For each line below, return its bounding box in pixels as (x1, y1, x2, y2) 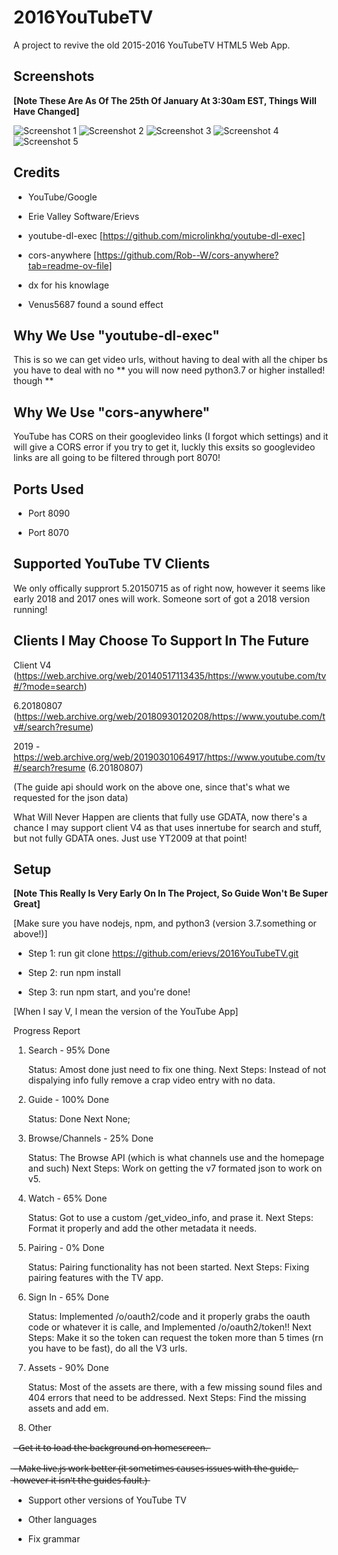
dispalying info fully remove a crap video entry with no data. (27, 1074, 276, 1086)
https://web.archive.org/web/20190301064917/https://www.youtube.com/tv (13, 751, 326, 763)
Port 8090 (27, 507, 71, 519)
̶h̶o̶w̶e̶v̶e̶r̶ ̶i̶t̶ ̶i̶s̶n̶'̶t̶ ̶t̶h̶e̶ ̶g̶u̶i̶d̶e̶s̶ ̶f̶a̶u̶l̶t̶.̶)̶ (13, 1474, 148, 1486)
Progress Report (13, 1025, 81, 1037)
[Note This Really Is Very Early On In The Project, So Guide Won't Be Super (13, 887, 329, 900)
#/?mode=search (13, 680, 85, 692)
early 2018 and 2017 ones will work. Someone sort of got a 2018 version (13, 592, 310, 605)
